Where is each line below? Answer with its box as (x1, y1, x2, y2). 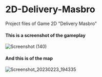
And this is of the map (5, 55, 53, 61)
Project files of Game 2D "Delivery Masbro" (5, 20, 97, 27)
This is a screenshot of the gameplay (5, 32, 86, 38)
